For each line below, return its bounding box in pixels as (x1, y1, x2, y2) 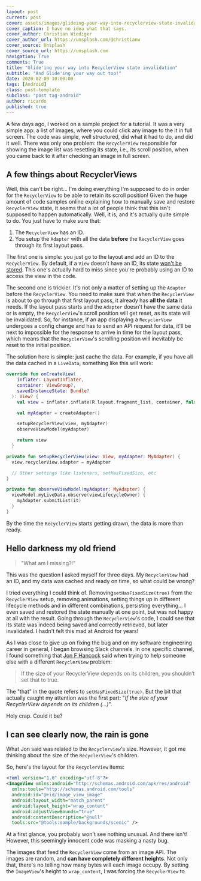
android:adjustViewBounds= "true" (11, 808, 95, 814)
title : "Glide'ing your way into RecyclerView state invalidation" (6, 64, 178, 71)
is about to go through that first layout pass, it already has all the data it (6, 297, 182, 304)
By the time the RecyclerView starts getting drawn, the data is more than (6, 519, 184, 527)
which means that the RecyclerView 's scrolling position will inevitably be (6, 335, 184, 342)
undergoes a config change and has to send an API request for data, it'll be (6, 322, 191, 330)
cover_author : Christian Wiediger (6, 31, 93, 37)
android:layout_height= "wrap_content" (11, 803, 109, 809)
